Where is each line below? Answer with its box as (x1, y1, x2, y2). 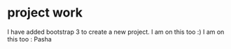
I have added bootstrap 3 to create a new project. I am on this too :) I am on (7, 28, 225, 36)
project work (7, 5, 83, 21)
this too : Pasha (7, 35, 52, 43)
